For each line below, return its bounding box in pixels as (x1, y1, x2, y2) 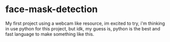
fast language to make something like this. (5, 31, 95, 37)
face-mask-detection (5, 4, 98, 15)
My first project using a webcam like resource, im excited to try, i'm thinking (5, 20, 165, 26)
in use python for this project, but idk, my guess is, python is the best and (5, 25, 160, 31)
